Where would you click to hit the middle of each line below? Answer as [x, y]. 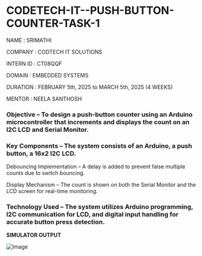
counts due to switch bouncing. [46, 173]
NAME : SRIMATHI [29, 40]
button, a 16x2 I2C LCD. [41, 153]
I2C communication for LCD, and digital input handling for [93, 214]
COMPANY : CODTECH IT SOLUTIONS [54, 51]
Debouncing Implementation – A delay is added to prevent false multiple [96, 166]
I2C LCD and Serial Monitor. [47, 130]
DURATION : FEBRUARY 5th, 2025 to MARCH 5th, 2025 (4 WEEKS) [90, 87]
